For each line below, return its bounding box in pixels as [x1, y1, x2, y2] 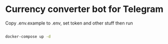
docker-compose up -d [5, 34, 51, 39]
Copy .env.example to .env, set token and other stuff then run [5, 20, 133, 26]
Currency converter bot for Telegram [5, 3, 163, 15]
